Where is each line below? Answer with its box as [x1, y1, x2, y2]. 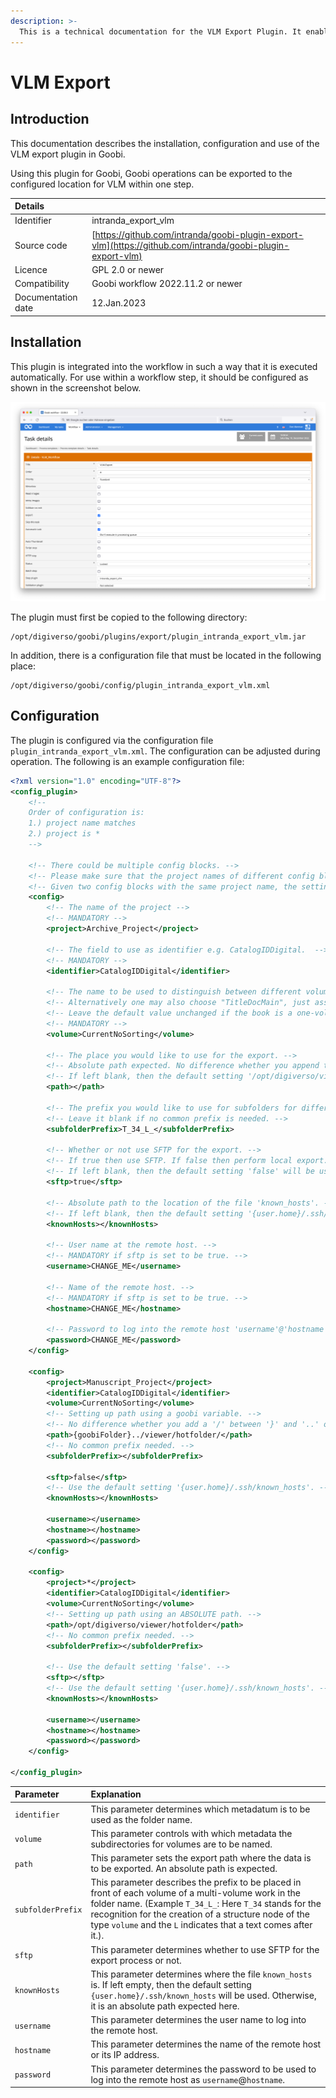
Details [14, 200, 45, 212]
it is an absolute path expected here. [90, 2000, 240, 2012]
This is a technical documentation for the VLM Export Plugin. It [19, 26, 302, 37]
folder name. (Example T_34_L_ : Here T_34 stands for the [90, 1898, 322, 1910]
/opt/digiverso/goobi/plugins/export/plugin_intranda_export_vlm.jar [10, 631, 307, 642]
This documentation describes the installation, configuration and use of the [10, 137, 320, 149]
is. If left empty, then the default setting [90, 1978, 252, 1990]
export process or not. [90, 1954, 182, 1966]
